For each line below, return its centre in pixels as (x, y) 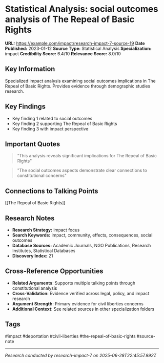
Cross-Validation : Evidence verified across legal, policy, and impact (81, 293)
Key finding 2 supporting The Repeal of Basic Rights (64, 124)
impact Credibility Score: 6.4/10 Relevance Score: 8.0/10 (63, 53)
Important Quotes (32, 144)
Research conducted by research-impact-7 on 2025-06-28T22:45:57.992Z (81, 355)
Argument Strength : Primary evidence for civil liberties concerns (78, 303)
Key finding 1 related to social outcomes (52, 118)
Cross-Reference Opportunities (54, 271)
